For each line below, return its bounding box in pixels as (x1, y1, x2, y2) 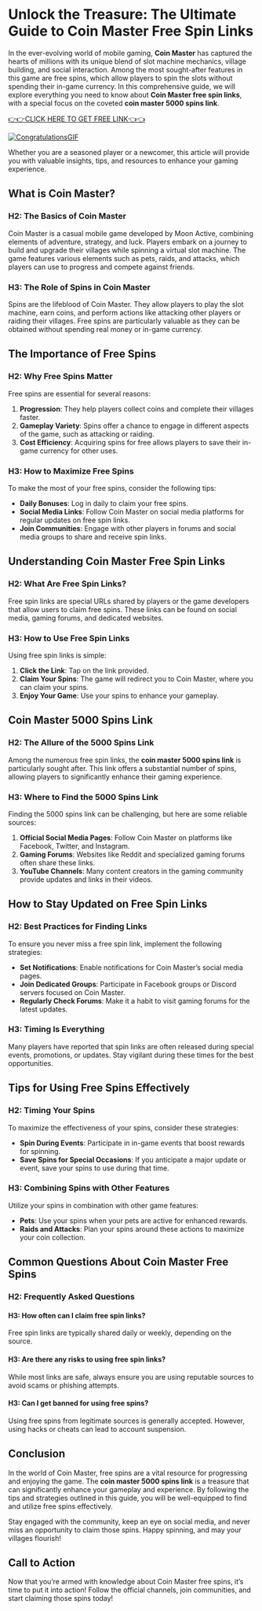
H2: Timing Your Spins (8, 1105, 96, 1116)
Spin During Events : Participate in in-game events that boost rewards (19, 1138, 246, 1148)
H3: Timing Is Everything (8, 1024, 105, 1035)
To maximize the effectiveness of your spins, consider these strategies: (8, 1123, 239, 1132)
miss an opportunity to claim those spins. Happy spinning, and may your (8, 1524, 242, 1535)
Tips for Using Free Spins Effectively (8, 1082, 191, 1095)
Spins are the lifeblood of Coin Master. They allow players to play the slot (8, 299, 245, 308)
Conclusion (8, 1447, 66, 1461)
